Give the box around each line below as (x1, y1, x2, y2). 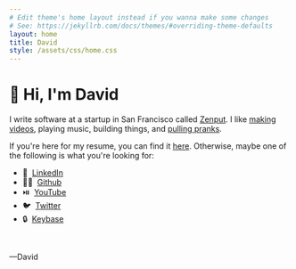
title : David (9, 37, 58, 47)
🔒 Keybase (21, 214, 64, 224)
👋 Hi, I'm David (9, 85, 119, 105)
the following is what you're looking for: (9, 151, 154, 161)
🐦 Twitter (21, 200, 62, 211)
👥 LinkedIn (21, 167, 64, 178)
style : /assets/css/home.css (9, 46, 118, 55)
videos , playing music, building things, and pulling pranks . (9, 124, 223, 134)
